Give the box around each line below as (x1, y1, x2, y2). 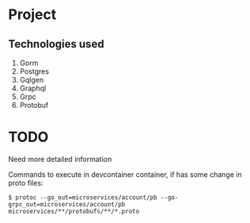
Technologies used (8, 37, 104, 51)
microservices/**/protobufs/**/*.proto (8, 207, 140, 215)
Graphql (19, 83, 47, 93)
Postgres (19, 67, 50, 76)
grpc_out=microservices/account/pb (8, 200, 126, 208)
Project (8, 6, 57, 24)
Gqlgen (19, 75, 44, 84)
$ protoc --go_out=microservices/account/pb (8, 193, 157, 202)
